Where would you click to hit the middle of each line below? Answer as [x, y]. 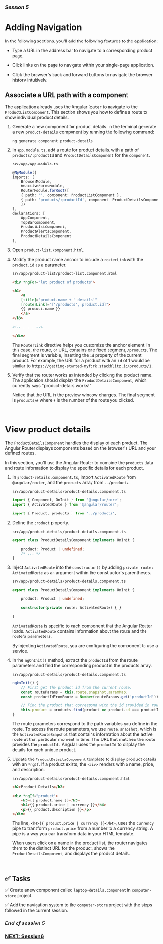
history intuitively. [30, 80]
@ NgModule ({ [24, 172]
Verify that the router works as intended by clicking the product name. [82, 375]
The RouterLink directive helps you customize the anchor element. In [81, 345]
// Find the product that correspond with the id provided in [85, 705]
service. [20, 651]
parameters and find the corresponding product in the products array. [82, 665]
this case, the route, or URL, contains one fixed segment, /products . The [84, 350]
